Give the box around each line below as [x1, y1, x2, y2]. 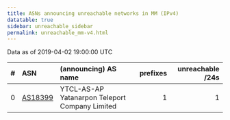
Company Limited [60, 101, 117, 111]
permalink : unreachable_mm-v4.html [7, 29, 109, 36]
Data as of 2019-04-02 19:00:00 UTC [7, 48, 113, 56]
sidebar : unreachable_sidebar [7, 23, 94, 29]
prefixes [139, 69, 168, 78]
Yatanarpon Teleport [60, 93, 126, 103]
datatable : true [7, 16, 53, 23]
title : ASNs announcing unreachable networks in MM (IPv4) [7, 10, 179, 17]
